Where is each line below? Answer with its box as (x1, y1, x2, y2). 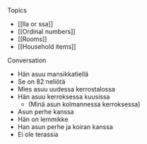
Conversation (7, 56, 47, 65)
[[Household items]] (17, 43, 76, 50)
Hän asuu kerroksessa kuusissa (17, 92, 110, 101)
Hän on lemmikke (17, 115, 69, 123)
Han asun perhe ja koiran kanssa (17, 123, 113, 131)
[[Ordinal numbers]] (17, 28, 76, 35)
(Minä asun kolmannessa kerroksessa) (28, 100, 141, 109)
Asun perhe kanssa (17, 108, 74, 116)
